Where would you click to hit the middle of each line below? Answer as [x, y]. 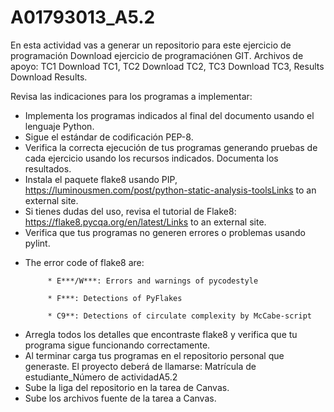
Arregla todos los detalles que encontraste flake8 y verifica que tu [161, 334]
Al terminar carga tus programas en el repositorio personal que [154, 355]
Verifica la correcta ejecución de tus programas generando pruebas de [171, 147]
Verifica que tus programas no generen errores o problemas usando [165, 232]
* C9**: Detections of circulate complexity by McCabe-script [179, 316]
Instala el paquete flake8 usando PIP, [101, 179]
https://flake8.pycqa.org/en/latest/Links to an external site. [145, 222]
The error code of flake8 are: [84, 262]
